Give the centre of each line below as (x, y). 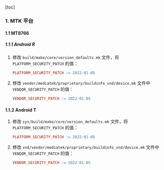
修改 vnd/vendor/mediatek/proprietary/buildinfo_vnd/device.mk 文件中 (86, 147)
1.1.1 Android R (20, 45)
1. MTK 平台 (19, 21)
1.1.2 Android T (21, 110)
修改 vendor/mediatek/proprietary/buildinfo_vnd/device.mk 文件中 (81, 83)
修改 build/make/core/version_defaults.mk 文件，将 (66, 57)
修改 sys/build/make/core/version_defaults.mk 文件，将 (70, 121)
